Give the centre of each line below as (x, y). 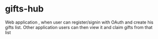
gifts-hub (24, 9)
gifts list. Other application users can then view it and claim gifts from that (79, 27)
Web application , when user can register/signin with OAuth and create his (79, 22)
